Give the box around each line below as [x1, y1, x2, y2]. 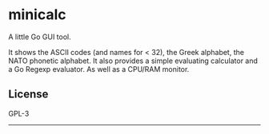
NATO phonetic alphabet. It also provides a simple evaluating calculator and [8, 56, 259, 65]
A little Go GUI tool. [8, 32, 72, 41]
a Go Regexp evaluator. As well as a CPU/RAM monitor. [8, 64, 190, 73]
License [8, 88, 49, 101]
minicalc [8, 6, 66, 24]
